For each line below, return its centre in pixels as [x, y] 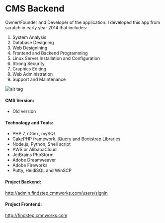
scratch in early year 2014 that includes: [46, 27]
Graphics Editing [29, 69]
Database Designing [33, 42]
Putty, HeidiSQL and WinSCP [42, 170]
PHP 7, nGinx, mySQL [34, 134]
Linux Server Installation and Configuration [56, 58]
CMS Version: [20, 100]
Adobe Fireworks [30, 165]
